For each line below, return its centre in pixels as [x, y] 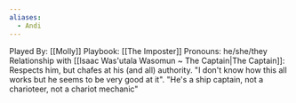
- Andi [29, 26]
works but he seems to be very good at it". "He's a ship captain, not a [136, 79]
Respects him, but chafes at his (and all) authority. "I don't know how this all [148, 70]
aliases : [25, 17]
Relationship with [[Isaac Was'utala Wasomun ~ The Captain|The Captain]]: [147, 60]
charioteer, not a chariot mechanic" [74, 89]
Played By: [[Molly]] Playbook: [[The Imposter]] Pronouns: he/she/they [139, 51]
